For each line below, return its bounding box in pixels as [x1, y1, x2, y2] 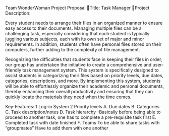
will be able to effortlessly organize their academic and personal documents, [5, 83, 164, 89]
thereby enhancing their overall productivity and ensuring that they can [5, 89, 153, 94]
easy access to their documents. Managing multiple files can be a [5, 25, 142, 31]
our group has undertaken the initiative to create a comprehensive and [5, 62, 152, 67]
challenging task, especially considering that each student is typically [5, 31, 150, 36]
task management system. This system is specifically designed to [22, 67, 159, 73]
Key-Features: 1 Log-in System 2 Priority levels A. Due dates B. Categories [5, 104, 160, 109]
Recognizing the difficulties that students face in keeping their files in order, [5, 56, 162, 62]
